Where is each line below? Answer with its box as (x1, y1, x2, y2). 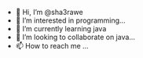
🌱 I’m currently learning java (15, 24, 107, 33)
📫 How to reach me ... (15, 42, 89, 50)
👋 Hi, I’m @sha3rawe (15, 8, 84, 16)
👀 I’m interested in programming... (15, 16, 126, 25)
